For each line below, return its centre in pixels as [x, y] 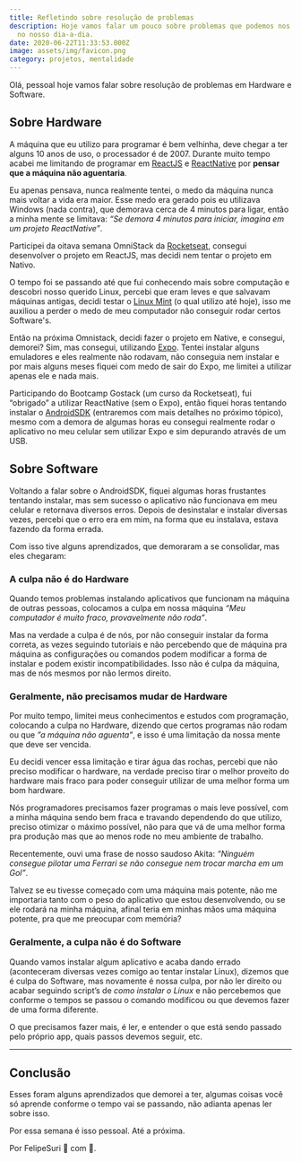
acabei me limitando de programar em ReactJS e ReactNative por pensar [145, 163]
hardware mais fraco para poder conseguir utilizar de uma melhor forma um [149, 781]
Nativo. [22, 265]
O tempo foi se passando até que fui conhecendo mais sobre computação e [150, 282]
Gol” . [19, 873]
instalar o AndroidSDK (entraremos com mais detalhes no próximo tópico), [146, 412]
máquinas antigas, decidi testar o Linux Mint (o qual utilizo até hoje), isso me [150, 301]
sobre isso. [30, 1114]
